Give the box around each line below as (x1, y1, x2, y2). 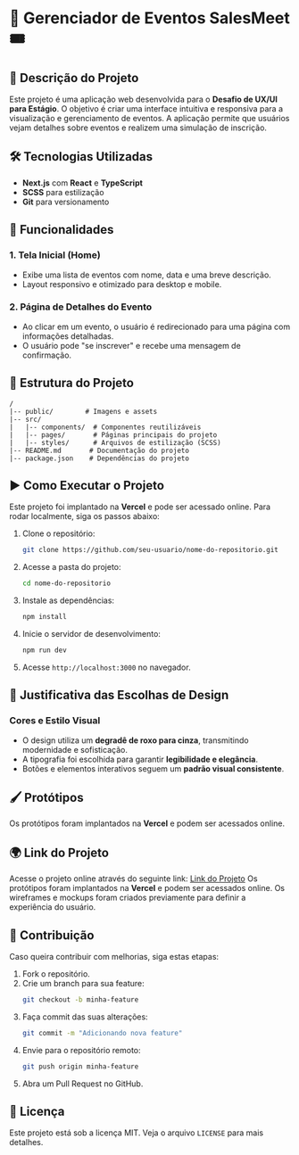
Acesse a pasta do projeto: (21, 562, 122, 573)
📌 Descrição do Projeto (9, 70, 139, 86)
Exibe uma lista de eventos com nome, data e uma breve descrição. (21, 269, 272, 280)
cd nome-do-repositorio (21, 579, 112, 588)
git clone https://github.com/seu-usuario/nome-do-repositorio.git (21, 546, 278, 555)
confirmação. (21, 350, 72, 360)
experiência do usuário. (9, 902, 96, 912)
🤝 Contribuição (9, 928, 95, 943)
